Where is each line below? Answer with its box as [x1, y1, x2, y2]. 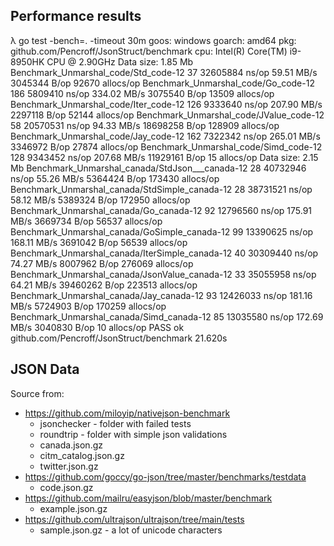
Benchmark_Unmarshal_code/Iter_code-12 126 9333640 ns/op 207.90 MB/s [10, 98, 323, 110]
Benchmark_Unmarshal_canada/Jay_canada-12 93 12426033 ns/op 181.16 [10, 289, 313, 301]
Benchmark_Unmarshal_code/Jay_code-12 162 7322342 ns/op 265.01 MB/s [10, 130, 321, 142]
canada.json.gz [39, 439, 103, 451]
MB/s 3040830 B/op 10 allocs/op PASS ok [10, 321, 185, 333]
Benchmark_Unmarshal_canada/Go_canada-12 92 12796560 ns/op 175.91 [10, 204, 313, 216]
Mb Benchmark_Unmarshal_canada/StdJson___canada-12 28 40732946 [10, 162, 307, 174]
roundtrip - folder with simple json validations [39, 428, 228, 440]
